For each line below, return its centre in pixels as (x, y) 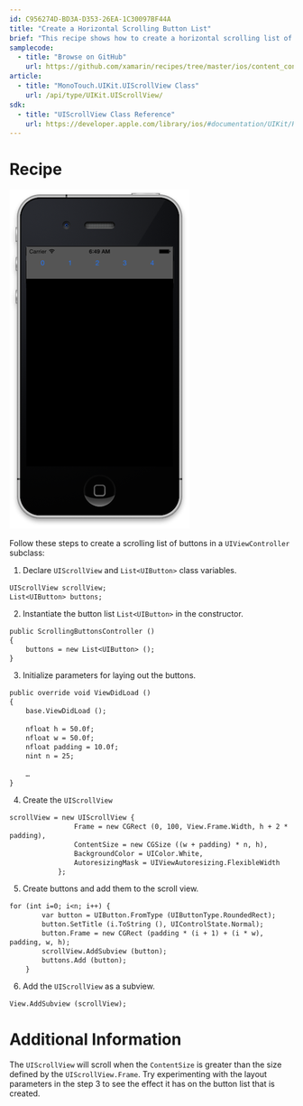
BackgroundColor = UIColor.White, (138, 854)
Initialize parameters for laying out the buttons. (109, 675)
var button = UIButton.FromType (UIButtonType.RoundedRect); (159, 915)
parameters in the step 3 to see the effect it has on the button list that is (142, 1084)
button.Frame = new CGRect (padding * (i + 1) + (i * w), (153, 934)
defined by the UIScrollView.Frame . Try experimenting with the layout (138, 1074)
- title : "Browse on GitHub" (72, 57)
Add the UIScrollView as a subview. (88, 986)
